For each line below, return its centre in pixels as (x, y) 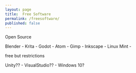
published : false (23, 23)
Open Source (18, 37)
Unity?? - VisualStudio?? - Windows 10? (45, 65)
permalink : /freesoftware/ (32, 18)
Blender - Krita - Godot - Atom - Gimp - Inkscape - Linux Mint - (68, 46)
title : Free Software (28, 14)
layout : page (18, 9)
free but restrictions (25, 56)
